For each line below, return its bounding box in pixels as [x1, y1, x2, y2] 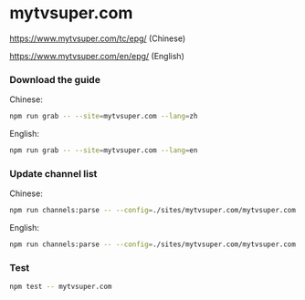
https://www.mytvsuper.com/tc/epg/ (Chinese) [9, 33, 186, 44]
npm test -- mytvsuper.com [9, 282, 112, 292]
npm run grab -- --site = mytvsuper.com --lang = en [9, 146, 198, 155]
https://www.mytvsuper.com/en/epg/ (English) [9, 50, 184, 61]
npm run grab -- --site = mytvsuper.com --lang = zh [9, 112, 198, 121]
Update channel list [9, 167, 98, 180]
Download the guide [9, 73, 100, 86]
